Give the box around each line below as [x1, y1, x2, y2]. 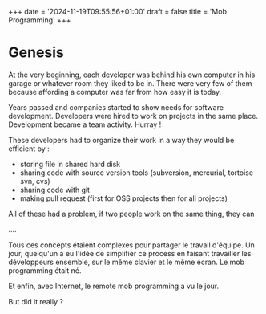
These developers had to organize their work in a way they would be [8, 135, 235, 145]
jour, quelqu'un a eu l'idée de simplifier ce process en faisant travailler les [8, 248, 252, 258]
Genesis [8, 43, 64, 62]
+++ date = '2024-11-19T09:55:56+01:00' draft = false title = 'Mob [8, 7, 227, 16]
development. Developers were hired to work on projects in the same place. [8, 111, 259, 120]
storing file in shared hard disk [19, 159, 121, 169]
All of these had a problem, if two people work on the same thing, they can [8, 209, 255, 218]
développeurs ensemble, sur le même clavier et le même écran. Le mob [8, 257, 245, 267]
